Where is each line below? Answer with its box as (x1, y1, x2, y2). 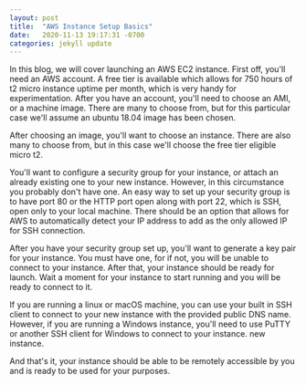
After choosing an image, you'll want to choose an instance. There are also (9, 130, 291, 141)
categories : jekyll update (9, 38, 112, 48)
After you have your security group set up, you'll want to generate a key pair (9, 243, 297, 254)
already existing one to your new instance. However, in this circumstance (9, 177, 285, 188)
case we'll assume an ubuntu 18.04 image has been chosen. (9, 112, 236, 123)
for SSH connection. (9, 225, 86, 236)
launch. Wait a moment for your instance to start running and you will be (9, 272, 281, 283)
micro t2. (9, 150, 44, 161)
